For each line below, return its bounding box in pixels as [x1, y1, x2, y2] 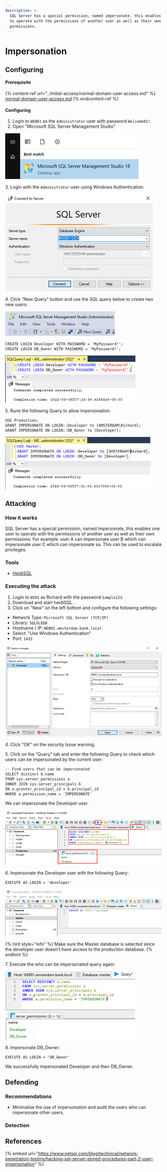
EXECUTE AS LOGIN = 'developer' [5, 880, 72, 885]
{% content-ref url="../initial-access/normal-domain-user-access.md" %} [5, 90, 156, 96]
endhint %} [5, 952, 28, 958]
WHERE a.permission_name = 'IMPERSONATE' [5, 791, 92, 797]
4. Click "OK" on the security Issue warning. [5, 741, 95, 747]
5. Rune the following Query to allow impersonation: [5, 408, 111, 414]
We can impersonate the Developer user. [5, 800, 89, 806]
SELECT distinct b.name [5, 771, 55, 777]
